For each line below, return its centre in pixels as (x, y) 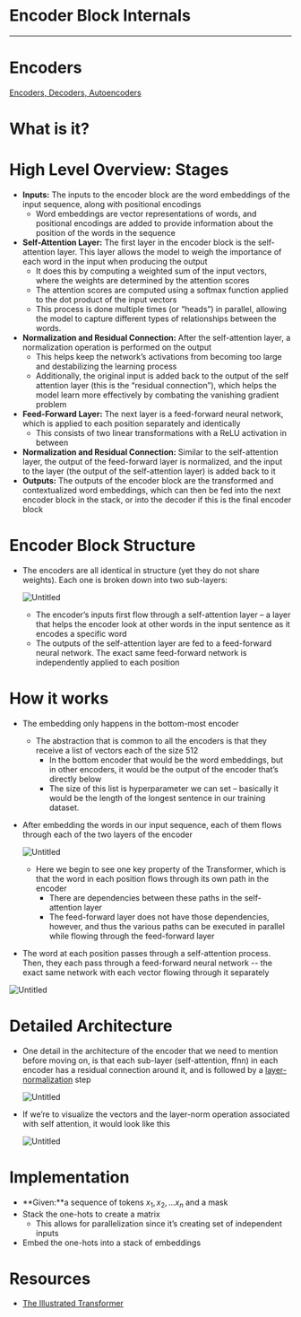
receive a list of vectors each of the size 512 (117, 750)
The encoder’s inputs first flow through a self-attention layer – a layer (163, 615)
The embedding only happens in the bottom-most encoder (130, 723)
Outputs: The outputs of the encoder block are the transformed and (148, 480)
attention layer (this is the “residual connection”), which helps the (156, 385)
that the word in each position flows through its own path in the (152, 878)
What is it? (50, 129)
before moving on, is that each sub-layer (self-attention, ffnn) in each (150, 1060)
